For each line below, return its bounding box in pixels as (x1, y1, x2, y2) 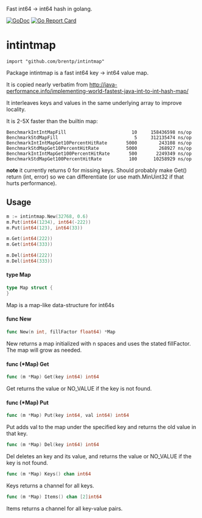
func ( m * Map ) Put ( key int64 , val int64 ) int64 (6, 413, 130, 419)
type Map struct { (6, 285, 53, 291)
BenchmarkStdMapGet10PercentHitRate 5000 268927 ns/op (6, 145, 192, 151)
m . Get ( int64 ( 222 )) (6, 236, 53, 242)
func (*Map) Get (6, 360, 49, 367)
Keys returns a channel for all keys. (6, 481, 94, 489)
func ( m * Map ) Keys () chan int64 (6, 470, 91, 477)
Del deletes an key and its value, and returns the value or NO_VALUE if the (6, 452, 192, 459)
